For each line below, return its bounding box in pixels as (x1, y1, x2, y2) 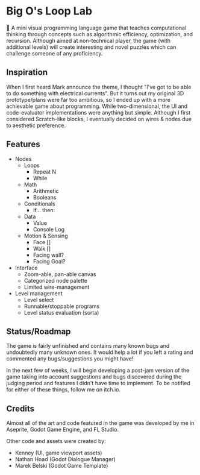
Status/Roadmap (6, 326, 71, 336)
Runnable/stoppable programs (23, 303, 100, 310)
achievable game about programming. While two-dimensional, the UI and (6, 102, 188, 110)
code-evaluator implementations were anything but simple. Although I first (6, 109, 191, 116)
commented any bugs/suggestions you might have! (6, 355, 134, 362)
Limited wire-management (23, 283, 90, 291)
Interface (14, 264, 38, 271)
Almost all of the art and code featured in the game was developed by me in (6, 420, 195, 427)
